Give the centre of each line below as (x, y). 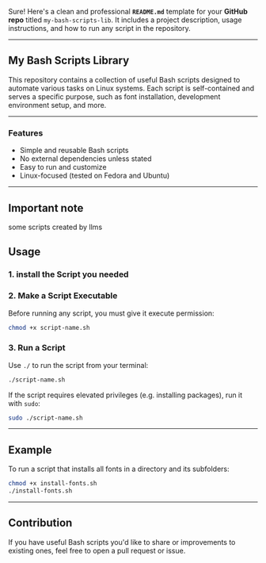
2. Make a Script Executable (63, 296)
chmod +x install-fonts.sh (53, 484)
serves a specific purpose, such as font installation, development (114, 96)
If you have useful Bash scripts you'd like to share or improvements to (122, 542)
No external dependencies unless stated (85, 159)
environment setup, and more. (57, 105)
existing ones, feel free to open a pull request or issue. (97, 550)
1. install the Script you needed (68, 274)
